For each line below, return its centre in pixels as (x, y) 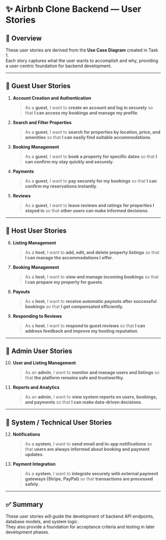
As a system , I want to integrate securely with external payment (92, 474)
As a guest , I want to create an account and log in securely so (89, 107)
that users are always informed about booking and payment (87, 449)
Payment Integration (34, 464)
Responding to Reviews (37, 316)
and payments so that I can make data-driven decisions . (83, 402)
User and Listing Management (44, 363)
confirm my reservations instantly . (61, 186)
